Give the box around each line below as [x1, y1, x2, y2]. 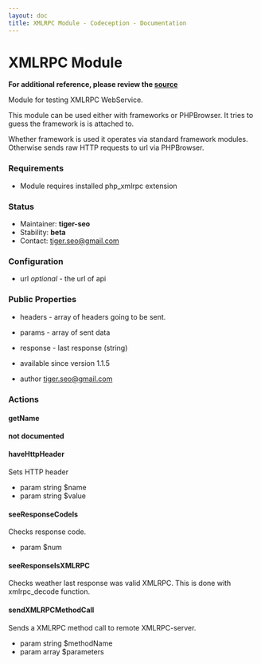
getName [8, 414, 40, 423]
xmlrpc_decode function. [8, 587, 90, 596]
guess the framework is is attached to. [8, 119, 134, 128]
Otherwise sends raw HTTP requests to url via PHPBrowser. [8, 143, 205, 152]
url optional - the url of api [19, 274, 107, 284]
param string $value [19, 491, 86, 501]
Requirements [8, 163, 64, 174]
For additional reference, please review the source [8, 80, 178, 89]
